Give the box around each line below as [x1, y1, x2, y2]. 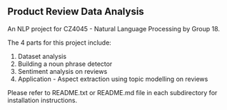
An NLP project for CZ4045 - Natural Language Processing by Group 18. [7, 24, 220, 33]
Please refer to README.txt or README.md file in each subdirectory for [7, 88, 218, 97]
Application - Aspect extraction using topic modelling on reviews [17, 75, 208, 83]
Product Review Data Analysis [7, 6, 144, 18]
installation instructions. [7, 96, 78, 104]
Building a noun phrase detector [17, 60, 113, 68]
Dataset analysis [17, 52, 66, 60]
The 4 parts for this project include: [7, 38, 112, 47]
